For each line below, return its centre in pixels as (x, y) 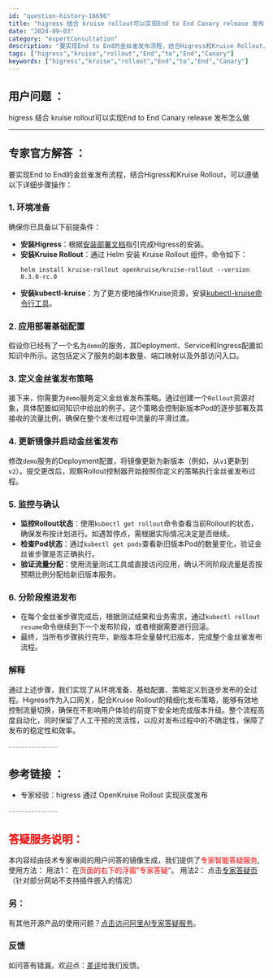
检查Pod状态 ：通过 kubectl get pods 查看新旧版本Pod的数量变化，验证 (137, 544)
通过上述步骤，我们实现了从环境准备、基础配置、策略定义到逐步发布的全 (129, 689)
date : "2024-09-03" (41, 31)
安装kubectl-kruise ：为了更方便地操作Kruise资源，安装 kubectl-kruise (138, 293)
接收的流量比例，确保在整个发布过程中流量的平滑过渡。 (101, 418)
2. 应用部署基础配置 (47, 326)
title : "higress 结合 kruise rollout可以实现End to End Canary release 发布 (136, 24)
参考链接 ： (37, 774)
